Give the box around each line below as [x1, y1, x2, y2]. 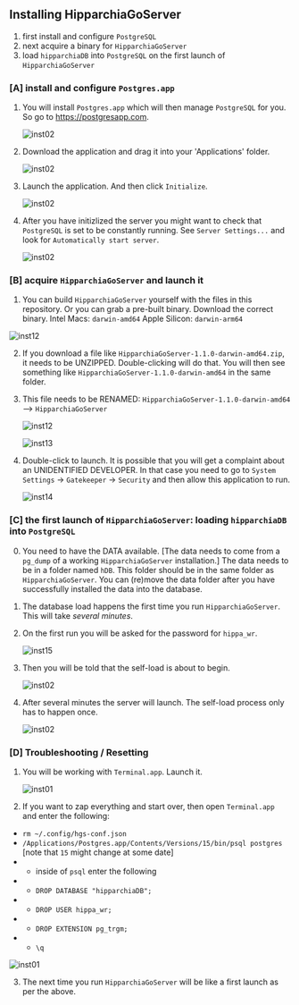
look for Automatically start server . [21, 234, 160, 245]
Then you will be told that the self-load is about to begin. [21, 662, 230, 673]
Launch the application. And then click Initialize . [21, 181, 208, 191]
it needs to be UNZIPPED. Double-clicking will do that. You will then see [21, 358, 286, 368]
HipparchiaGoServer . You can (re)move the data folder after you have [21, 574, 275, 585]
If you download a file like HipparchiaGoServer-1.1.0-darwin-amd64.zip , [21, 348, 286, 359]
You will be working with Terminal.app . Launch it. [21, 766, 203, 777]
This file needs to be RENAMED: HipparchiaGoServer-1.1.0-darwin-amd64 [21, 393, 291, 405]
